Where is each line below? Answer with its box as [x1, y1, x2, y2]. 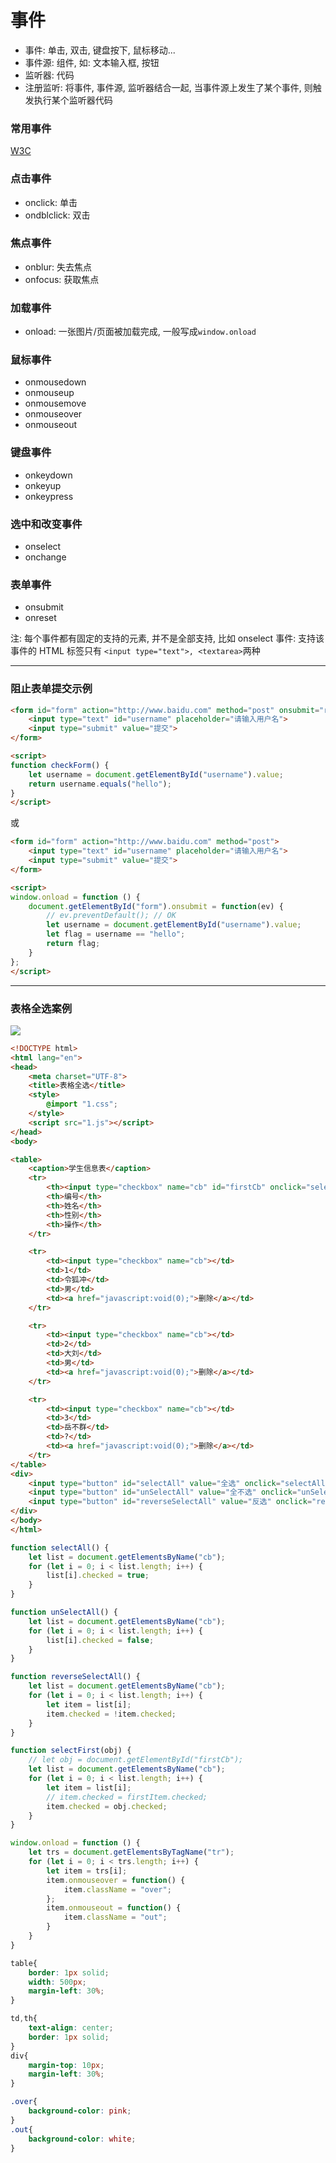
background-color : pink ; [28, 2106, 132, 2116]
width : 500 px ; [28, 1977, 87, 1987]
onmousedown [24, 376, 87, 388]
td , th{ [10, 2014, 38, 2024]
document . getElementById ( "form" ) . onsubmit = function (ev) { [28, 901, 284, 911]
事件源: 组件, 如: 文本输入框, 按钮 [24, 56, 160, 68]
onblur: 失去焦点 [24, 261, 92, 273]
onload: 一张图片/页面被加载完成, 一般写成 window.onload [24, 326, 257, 338]
